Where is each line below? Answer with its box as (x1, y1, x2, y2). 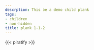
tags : (5, 12, 16, 17)
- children (5, 16, 28, 21)
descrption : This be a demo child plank (5, 7, 90, 12)
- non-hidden (5, 21, 32, 26)
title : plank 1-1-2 (5, 26, 45, 31)
